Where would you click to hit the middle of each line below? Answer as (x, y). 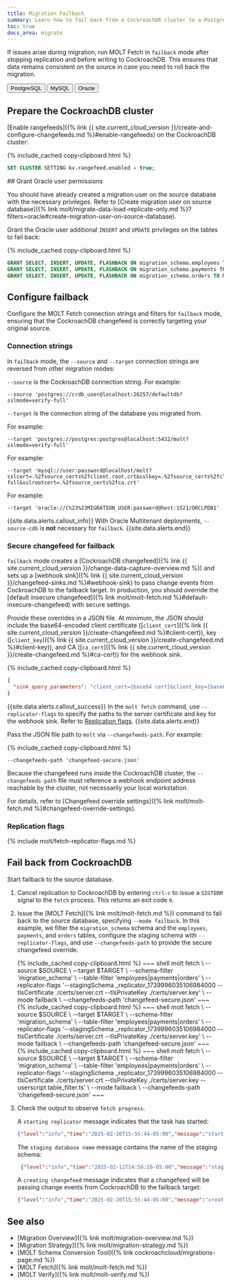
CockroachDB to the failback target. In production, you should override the (113, 590)
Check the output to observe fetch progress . (81, 1108)
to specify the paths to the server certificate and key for (137, 713)
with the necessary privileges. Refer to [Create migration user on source (109, 202)
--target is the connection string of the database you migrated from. (105, 413)
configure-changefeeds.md (46, 135)
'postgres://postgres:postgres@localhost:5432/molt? (112, 439)
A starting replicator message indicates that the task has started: (113, 1121)
